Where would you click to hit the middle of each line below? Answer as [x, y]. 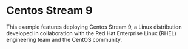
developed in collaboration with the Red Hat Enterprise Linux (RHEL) [92, 33]
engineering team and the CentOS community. [64, 39]
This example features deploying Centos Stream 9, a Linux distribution [94, 27]
